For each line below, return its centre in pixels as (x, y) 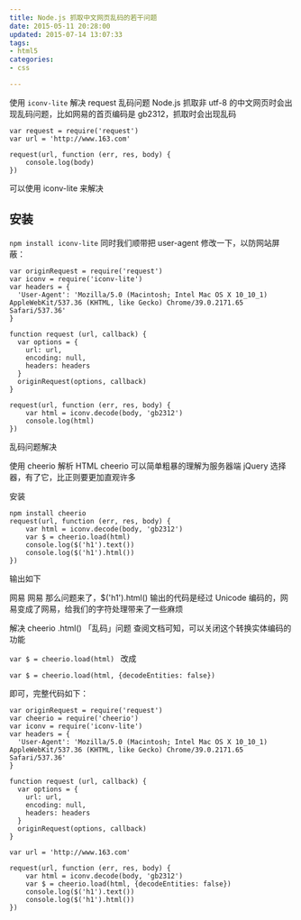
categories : (32, 59)
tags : (19, 43)
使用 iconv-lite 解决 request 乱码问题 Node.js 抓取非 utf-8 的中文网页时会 (147, 102)
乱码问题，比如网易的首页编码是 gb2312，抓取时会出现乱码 (127, 114)
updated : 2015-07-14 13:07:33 (66, 34)
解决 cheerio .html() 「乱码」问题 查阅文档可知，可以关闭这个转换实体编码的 (150, 628)
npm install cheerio (48, 513)
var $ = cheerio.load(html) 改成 (73, 658)
